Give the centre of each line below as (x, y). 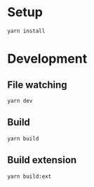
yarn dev (20, 101)
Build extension (42, 160)
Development (47, 59)
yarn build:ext (29, 176)
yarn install (26, 31)
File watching (38, 85)
